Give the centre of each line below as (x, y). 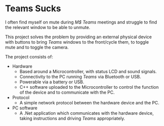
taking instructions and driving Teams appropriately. (72, 118)
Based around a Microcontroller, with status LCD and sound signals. (88, 71)
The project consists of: (29, 56)
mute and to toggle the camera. (37, 47)
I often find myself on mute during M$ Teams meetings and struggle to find (81, 22)
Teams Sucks (33, 9)
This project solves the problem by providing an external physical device (79, 37)
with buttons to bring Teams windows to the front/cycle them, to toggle (77, 42)
